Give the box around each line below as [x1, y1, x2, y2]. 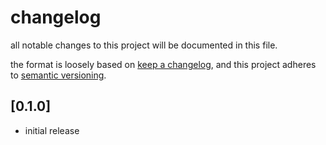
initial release [24, 124, 80, 136]
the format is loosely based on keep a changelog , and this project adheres [10, 58, 317, 70]
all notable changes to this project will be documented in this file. [10, 39, 278, 51]
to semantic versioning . [10, 69, 107, 81]
